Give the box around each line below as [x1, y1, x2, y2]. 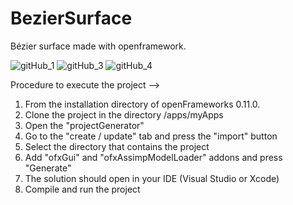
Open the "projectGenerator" [24, 119, 145, 131]
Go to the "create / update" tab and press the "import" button [24, 130, 278, 142]
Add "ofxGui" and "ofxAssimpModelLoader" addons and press [24, 151, 283, 163]
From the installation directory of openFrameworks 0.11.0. [24, 98, 261, 110]
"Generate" [24, 162, 72, 174]
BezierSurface [10, 7, 133, 30]
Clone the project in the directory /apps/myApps [24, 108, 224, 121]
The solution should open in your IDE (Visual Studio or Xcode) [24, 172, 280, 184]
